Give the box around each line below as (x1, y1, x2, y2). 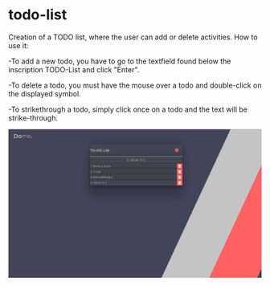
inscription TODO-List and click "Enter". (8, 64, 140, 74)
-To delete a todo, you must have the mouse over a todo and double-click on (8, 80, 262, 90)
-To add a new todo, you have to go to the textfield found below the (8, 56, 231, 66)
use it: (8, 40, 29, 50)
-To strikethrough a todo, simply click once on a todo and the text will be (8, 104, 247, 114)
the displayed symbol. (8, 88, 82, 98)
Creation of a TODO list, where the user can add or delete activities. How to (8, 32, 259, 42)
